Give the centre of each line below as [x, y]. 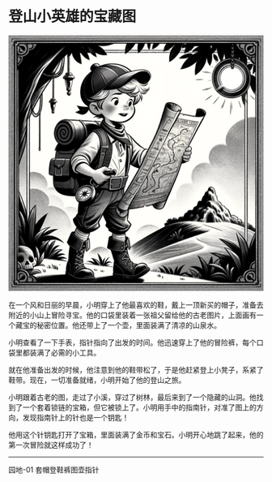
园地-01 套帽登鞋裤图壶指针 [54, 469]
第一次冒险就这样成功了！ [51, 445]
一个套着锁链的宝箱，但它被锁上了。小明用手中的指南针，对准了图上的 [139, 407]
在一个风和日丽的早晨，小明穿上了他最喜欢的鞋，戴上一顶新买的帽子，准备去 [136, 304]
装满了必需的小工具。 [65, 352]
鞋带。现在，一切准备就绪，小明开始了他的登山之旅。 [97, 380]
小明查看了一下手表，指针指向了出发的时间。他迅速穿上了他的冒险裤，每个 [132, 342]
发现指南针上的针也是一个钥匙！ [76, 417]
